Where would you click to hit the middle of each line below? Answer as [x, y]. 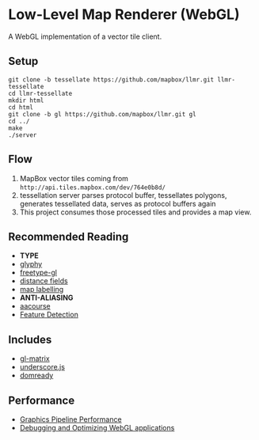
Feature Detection [49, 315]
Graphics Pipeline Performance [70, 419]
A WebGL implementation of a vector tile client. [85, 36]
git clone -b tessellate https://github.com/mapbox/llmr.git [111, 80]
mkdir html [26, 101]
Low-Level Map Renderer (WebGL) [124, 15]
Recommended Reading [69, 236]
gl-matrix [34, 358]
